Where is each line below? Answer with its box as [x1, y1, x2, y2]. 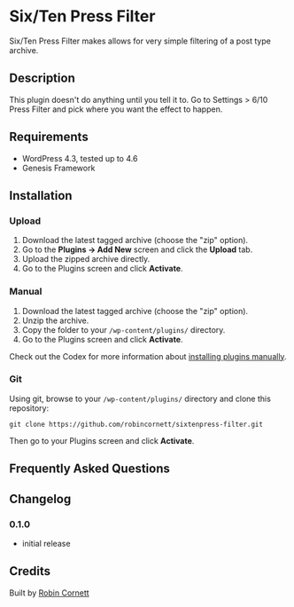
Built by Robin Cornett [9, 587, 90, 598]
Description [9, 71, 75, 86]
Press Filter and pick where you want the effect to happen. [9, 104, 223, 114]
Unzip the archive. [21, 315, 89, 326]
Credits [9, 564, 51, 579]
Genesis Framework [21, 162, 96, 173]
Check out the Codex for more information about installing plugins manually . [9, 351, 287, 361]
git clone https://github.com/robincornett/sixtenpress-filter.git [9, 420, 264, 429]
